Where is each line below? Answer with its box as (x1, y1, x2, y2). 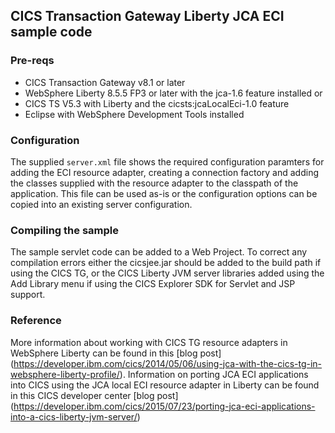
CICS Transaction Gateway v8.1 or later (24, 76, 186, 88)
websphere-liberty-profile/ (10, 368, 120, 380)
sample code (10, 24, 93, 41)
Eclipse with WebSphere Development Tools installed (24, 108, 245, 120)
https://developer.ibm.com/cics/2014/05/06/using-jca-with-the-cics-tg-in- (13, 357, 323, 369)
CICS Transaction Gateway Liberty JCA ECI (10, 8, 285, 25)
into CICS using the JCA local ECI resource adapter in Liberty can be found (10, 379, 320, 391)
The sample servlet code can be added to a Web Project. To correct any (10, 246, 308, 258)
